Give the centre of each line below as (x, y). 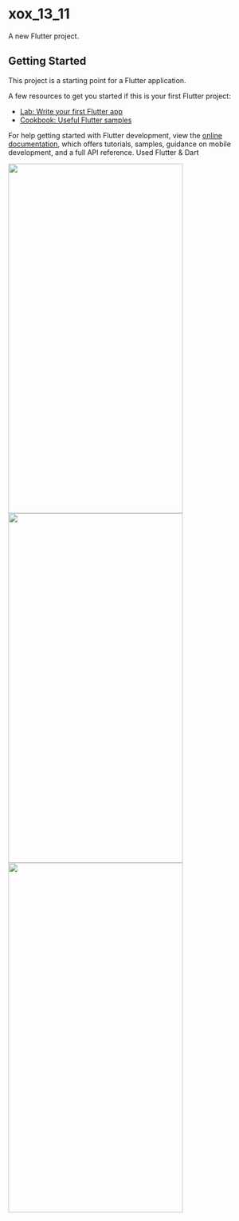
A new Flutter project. (44, 36)
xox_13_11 (39, 14)
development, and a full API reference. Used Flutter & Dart (104, 152)
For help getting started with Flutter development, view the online (116, 135)
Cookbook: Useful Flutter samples (76, 120)
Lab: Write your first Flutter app (71, 111)
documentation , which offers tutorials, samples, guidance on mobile (119, 144)
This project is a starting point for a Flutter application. (97, 80)
